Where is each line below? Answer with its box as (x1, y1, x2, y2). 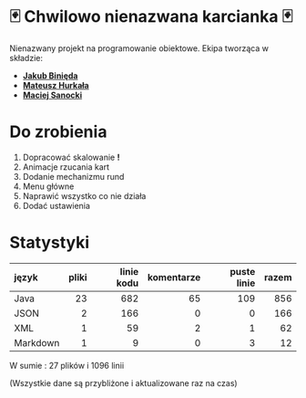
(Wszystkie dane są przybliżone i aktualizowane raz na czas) (9, 377, 239, 388)
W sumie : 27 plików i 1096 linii (9, 360, 125, 371)
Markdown (14, 336, 60, 349)
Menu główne (22, 181, 75, 192)
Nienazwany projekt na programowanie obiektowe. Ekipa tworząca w (9, 42, 269, 54)
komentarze (147, 270, 201, 283)
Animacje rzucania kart (22, 161, 110, 173)
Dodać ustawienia (22, 200, 91, 211)
